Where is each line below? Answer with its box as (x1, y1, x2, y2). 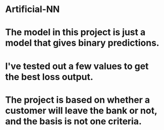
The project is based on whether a (5, 94, 150, 105)
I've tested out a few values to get (5, 60, 149, 72)
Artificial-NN (5, 4, 60, 15)
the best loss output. (5, 71, 94, 83)
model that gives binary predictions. (5, 37, 159, 49)
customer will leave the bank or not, (5, 105, 157, 116)
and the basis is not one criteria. (5, 115, 142, 127)
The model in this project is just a (5, 27, 145, 38)
